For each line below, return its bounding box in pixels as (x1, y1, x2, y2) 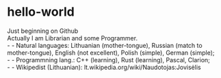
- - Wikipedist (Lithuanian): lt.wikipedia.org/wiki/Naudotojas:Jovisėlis (7, 63, 201, 71)
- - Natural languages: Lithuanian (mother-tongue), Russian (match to (7, 41, 203, 49)
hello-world (7, 4, 75, 20)
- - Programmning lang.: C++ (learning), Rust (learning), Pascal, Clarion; (7, 55, 211, 64)
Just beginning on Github (7, 27, 79, 35)
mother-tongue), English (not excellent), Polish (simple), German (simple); (7, 49, 215, 57)
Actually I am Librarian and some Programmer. (7, 34, 138, 42)
